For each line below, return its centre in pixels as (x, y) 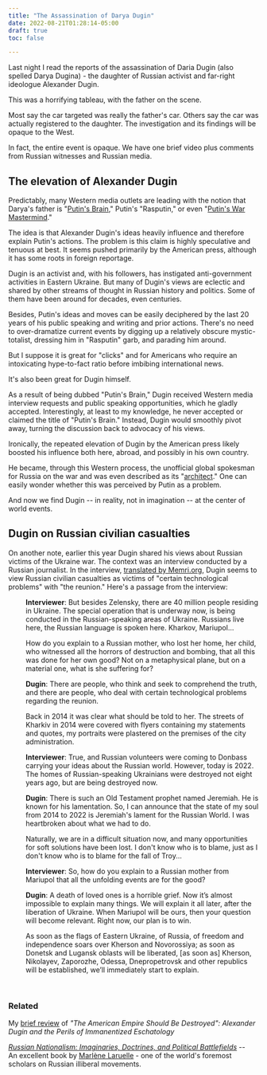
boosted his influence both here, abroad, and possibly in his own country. (129, 453)
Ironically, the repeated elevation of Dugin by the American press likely (124, 444)
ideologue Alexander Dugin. (54, 84)
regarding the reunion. (62, 700)
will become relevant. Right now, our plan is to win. (109, 920)
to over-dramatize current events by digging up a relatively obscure (118, 332)
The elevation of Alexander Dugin (93, 181)
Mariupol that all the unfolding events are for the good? (116, 879)
